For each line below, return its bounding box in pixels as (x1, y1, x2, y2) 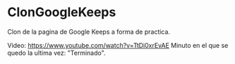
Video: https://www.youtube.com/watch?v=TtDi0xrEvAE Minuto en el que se (7, 41, 229, 49)
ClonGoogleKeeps (7, 4, 116, 20)
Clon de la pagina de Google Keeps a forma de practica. (7, 27, 171, 36)
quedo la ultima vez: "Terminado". (7, 49, 106, 57)
